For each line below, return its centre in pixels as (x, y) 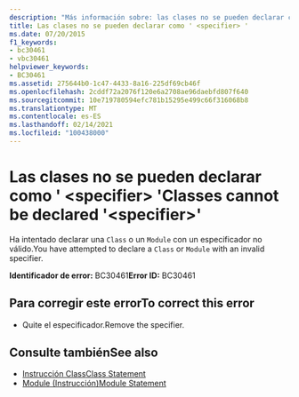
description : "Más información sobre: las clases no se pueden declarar (147, 17)
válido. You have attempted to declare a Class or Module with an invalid (137, 249)
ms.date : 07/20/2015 (48, 34)
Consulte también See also (84, 353)
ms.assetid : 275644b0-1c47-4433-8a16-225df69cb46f (105, 83)
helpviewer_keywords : (49, 67)
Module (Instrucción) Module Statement (94, 384)
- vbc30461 (29, 59)
